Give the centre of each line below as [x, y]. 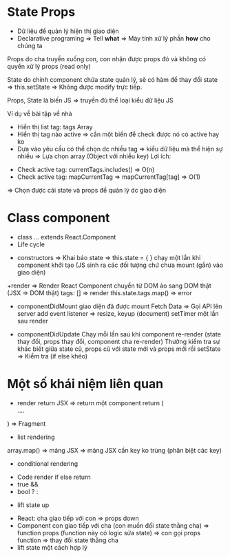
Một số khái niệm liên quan [85, 384]
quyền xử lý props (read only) [49, 66]
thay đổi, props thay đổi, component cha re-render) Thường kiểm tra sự [118, 341]
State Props [41, 12]
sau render [32, 321]
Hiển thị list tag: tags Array [55, 127]
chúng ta [30, 45]
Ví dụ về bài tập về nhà [40, 114]
